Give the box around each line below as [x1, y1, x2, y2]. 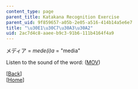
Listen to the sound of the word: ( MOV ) [6, 59, 101, 66]
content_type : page [6, 8, 54, 15]
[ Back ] [6, 70, 22, 77]
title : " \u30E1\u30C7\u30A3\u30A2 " [6, 25, 93, 31]
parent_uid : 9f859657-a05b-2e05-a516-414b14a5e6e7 [6, 19, 133, 25]
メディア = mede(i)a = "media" [6, 47, 80, 54]
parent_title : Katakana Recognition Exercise [6, 14, 119, 20]
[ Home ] [6, 77, 25, 84]
